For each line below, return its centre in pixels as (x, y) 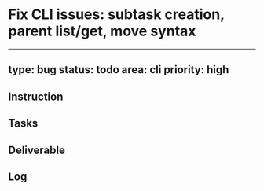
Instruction (36, 96)
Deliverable (37, 150)
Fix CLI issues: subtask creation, (116, 15)
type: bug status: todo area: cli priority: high (119, 70)
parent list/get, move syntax (102, 31)
